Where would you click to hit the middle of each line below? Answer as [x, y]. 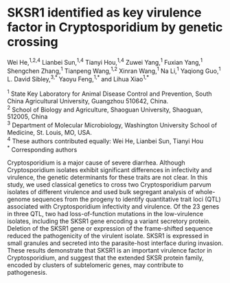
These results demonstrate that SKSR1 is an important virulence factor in [110, 251]
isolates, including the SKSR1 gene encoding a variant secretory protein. [109, 221]
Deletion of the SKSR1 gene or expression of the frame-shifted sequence [110, 229]
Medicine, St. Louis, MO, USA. [50, 132]
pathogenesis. [27, 273]
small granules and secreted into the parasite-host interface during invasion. [115, 243]
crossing [33, 42]
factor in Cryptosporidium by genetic [115, 27]
